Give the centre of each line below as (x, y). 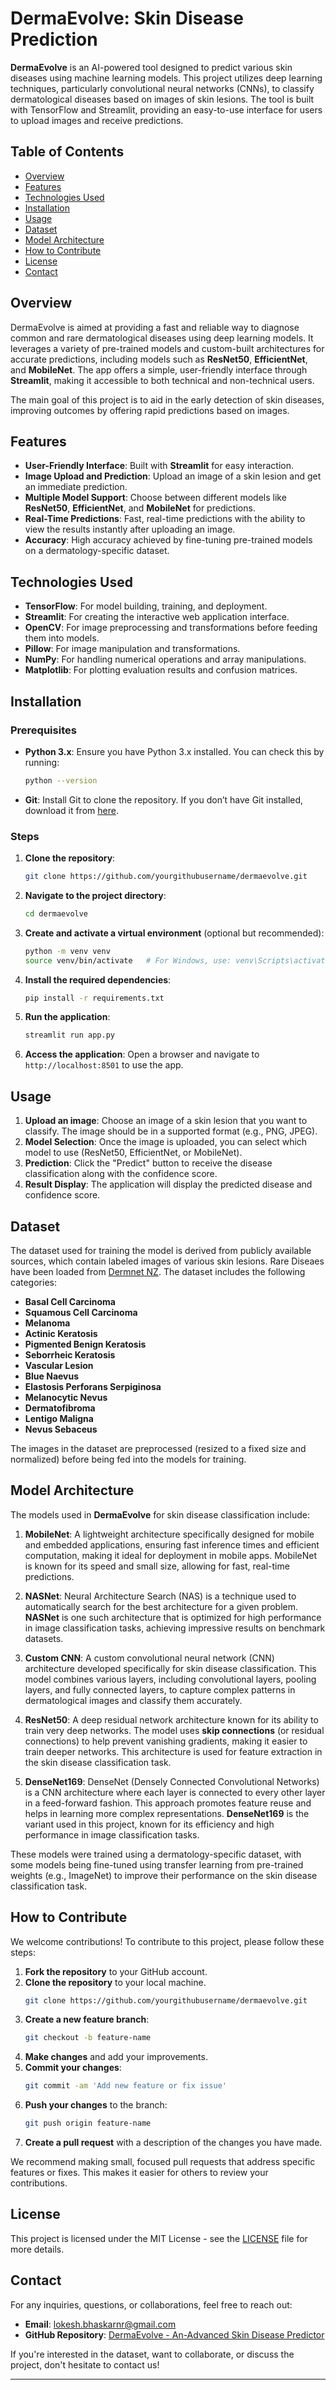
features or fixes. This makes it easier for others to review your (139, 2173)
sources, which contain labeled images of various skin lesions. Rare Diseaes (167, 1261)
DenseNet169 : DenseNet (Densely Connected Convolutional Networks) (172, 1781)
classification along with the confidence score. (121, 1174)
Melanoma (47, 1323)
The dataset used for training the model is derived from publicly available (161, 1250)
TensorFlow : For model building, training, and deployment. (146, 606)
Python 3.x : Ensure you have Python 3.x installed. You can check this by (174, 751)
